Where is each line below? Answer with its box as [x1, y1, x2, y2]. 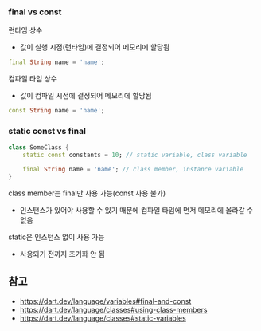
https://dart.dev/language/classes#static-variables [19, 313, 187, 323]
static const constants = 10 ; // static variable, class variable [22, 151, 247, 160]
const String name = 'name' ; [8, 107, 105, 115]
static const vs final [8, 125, 86, 136]
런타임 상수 [8, 26, 43, 35]
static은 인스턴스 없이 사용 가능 [8, 232, 105, 242]
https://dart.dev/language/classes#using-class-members [19, 305, 208, 314]
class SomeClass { [8, 144, 69, 152]
